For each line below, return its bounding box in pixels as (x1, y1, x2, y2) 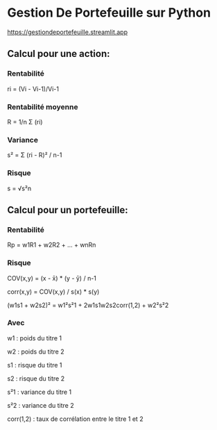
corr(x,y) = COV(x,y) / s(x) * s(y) (7, 287, 100, 296)
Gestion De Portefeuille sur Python (7, 5, 211, 21)
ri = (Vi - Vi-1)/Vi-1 (7, 85, 59, 93)
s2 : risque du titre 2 (7, 374, 64, 383)
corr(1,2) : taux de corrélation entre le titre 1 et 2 (7, 415, 144, 423)
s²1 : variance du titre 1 (7, 388, 72, 396)
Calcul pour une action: (7, 48, 110, 60)
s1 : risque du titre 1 (7, 361, 62, 369)
